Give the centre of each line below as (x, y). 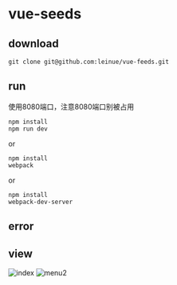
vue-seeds (45, 14)
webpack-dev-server (41, 202)
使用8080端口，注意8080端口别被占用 (71, 106)
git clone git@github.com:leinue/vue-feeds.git (89, 62)
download (33, 44)
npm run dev (28, 129)
